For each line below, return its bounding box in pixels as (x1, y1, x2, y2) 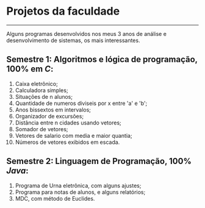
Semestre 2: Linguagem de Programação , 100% (6, 156, 192, 167)
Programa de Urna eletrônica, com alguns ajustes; (15, 182, 142, 189)
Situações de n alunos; (15, 93, 73, 100)
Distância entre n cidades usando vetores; (15, 119, 122, 126)
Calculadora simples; (15, 87, 68, 94)
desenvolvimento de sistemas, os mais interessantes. (6, 37, 140, 44)
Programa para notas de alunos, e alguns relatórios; (15, 188, 146, 196)
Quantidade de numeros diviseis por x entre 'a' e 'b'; (15, 99, 148, 107)
